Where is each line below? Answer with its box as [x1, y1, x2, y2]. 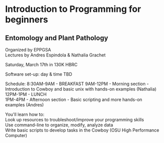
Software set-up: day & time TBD [5, 71, 73, 77]
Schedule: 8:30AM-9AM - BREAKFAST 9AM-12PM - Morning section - [5, 81, 149, 87]
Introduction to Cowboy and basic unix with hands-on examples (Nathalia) [5, 86, 157, 92]
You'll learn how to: [5, 111, 45, 117]
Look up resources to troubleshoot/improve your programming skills [5, 117, 144, 122]
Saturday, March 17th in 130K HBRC [5, 62, 78, 67]
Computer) [5, 133, 27, 138]
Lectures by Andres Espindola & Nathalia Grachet [5, 52, 106, 58]
